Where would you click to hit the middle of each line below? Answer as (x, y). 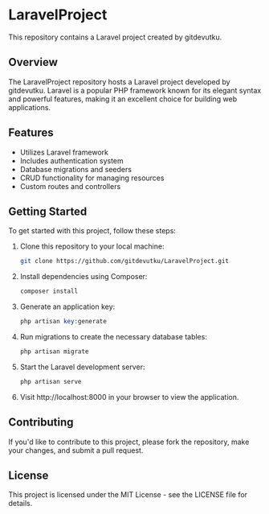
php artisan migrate (54, 352)
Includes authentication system (72, 160)
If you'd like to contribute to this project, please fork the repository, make (129, 442)
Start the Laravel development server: (82, 367)
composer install (49, 291)
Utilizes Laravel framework (64, 152)
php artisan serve (51, 381)
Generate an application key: (67, 306)
